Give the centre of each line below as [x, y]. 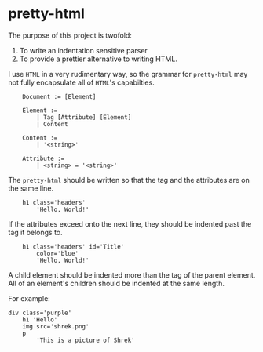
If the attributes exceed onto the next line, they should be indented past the [130, 223]
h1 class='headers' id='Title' [73, 247]
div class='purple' [40, 313]
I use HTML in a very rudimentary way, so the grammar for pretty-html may [128, 74]
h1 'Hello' [40, 319]
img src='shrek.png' [56, 326]
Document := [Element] [59, 96]
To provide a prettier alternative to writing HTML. [99, 59]
